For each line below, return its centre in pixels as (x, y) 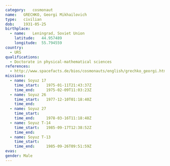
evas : (11, 151)
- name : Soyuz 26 (28, 95)
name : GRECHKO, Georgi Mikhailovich (46, 15)
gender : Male (19, 156)
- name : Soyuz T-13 (30, 137)
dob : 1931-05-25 (26, 24)
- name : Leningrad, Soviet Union (47, 33)
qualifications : (22, 57)
